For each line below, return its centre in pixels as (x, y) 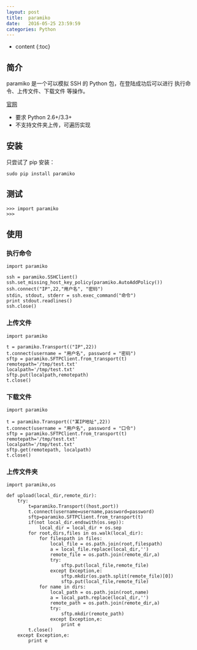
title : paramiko (28, 18)
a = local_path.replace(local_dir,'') (99, 598)
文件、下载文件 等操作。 (58, 91)
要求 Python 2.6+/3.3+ (43, 117)
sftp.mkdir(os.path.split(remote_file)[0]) (117, 576)
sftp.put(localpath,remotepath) (47, 375)
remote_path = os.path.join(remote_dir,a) (105, 603)
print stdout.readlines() (39, 301)
